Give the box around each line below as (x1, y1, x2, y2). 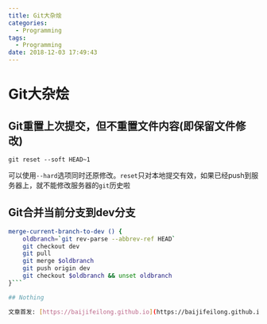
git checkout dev (22, 242, 80, 250)
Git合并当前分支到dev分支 (8, 206, 137, 219)
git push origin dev (22, 264, 91, 272)
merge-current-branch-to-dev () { (8, 227, 123, 235)
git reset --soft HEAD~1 (8, 156, 91, 164)
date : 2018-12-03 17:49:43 (8, 48, 98, 56)
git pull (22, 249, 52, 258)
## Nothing (8, 293, 44, 302)
